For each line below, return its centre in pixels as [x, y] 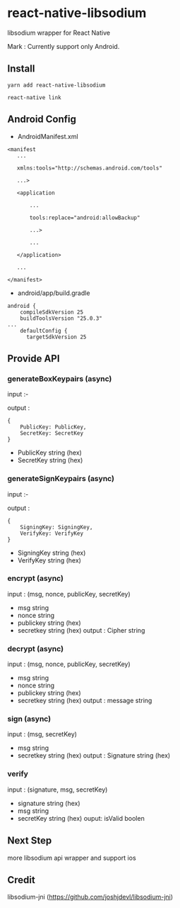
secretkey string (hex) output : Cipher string [81, 630]
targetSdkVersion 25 [56, 337]
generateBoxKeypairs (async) [60, 379]
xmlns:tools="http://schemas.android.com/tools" [89, 168]
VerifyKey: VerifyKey [52, 533]
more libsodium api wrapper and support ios [72, 858]
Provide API [34, 359]
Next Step [30, 841]
